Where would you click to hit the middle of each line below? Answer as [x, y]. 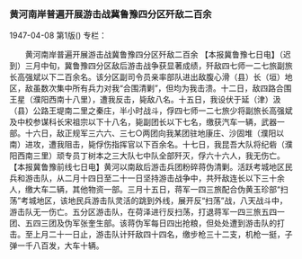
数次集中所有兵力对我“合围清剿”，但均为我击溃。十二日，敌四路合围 [166, 88]
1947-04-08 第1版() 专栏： [58, 36]
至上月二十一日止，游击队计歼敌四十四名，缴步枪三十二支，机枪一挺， [155, 235]
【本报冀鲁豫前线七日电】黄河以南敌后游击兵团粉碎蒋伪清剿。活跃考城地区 [147, 167]
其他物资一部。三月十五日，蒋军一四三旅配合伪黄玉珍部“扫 [180, 190]
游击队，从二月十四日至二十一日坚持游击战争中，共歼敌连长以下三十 [151, 178]
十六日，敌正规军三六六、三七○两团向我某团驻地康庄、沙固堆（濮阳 [151, 133]
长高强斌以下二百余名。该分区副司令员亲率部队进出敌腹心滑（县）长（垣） [147, 77]
